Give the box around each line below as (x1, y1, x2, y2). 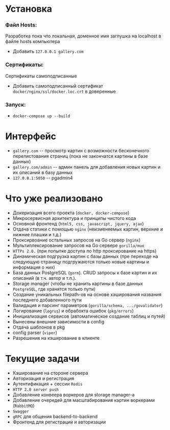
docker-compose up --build (12, 114, 70, 119)
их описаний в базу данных (12, 170, 73, 176)
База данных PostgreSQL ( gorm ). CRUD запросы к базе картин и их (12, 270, 157, 276)
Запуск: (5, 101, 26, 108)
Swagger (12, 408, 29, 414)
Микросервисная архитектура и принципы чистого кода (12, 215, 136, 221)
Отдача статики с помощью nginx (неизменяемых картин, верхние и (12, 226, 163, 232)
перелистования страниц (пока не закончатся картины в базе (12, 153, 148, 159)
